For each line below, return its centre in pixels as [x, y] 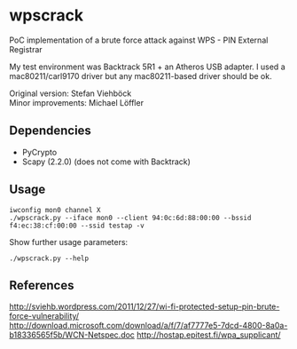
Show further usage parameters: [69, 242]
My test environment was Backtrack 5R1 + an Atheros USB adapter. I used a [147, 67]
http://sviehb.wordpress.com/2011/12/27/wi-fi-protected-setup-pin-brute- [145, 306]
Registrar [26, 49]
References [42, 285]
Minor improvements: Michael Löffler [77, 102]
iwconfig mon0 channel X [55, 210]
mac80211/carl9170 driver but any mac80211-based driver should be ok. [141, 75]
